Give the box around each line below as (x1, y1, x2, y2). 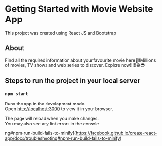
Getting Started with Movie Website (5, 3, 153, 15)
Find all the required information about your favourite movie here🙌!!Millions (5, 57, 156, 63)
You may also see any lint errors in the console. (5, 121, 100, 126)
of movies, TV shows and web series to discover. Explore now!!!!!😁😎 (5, 62, 145, 68)
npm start (5, 91, 28, 97)
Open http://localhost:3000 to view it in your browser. (5, 106, 114, 112)
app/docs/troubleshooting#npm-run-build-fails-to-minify (5, 135, 120, 141)
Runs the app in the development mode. (5, 101, 86, 107)
